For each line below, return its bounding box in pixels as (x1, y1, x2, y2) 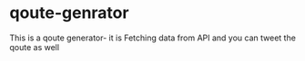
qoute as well (9, 41, 60, 52)
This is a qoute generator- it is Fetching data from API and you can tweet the (9, 32, 296, 43)
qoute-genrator (9, 3, 129, 23)
